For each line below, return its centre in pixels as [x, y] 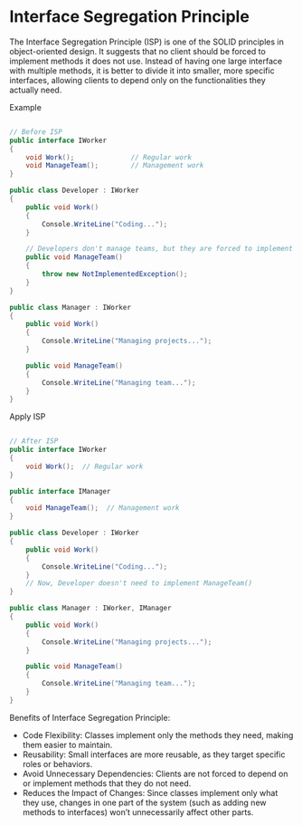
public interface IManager [60, 491]
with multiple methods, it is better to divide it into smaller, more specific [142, 71]
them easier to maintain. [67, 744]
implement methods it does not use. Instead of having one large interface [146, 61]
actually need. [36, 90]
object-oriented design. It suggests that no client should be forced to [138, 51]
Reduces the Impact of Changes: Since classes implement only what [150, 792]
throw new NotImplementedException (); [115, 274]
